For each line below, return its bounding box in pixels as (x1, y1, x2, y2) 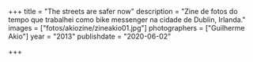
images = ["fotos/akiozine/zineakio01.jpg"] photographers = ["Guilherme (8, 24, 245, 32)
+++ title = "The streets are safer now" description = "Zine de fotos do (8, 7, 239, 16)
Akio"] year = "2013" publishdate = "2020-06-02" (8, 31, 172, 41)
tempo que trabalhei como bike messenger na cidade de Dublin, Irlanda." (8, 15, 247, 24)
